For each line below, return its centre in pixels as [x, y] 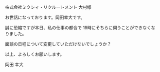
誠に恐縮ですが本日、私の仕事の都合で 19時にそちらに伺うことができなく [78, 28]
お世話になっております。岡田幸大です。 [45, 17]
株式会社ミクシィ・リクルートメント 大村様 [48, 7]
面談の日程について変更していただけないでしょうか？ [58, 44]
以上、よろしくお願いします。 [35, 54]
